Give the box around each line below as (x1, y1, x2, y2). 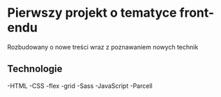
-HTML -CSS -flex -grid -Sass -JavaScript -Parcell (7, 82, 153, 90)
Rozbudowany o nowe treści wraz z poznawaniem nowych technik (7, 43, 199, 51)
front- (179, 5, 215, 21)
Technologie (7, 63, 63, 75)
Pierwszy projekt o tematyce (7, 5, 177, 21)
